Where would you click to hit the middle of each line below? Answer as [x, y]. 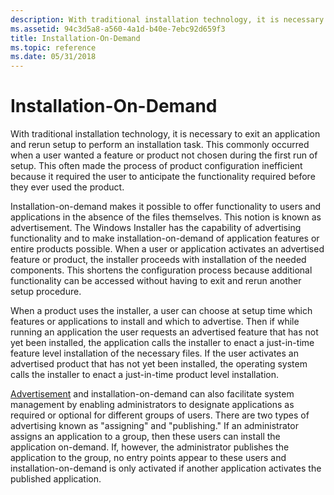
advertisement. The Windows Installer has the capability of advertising [156, 228]
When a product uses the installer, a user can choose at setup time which [161, 311]
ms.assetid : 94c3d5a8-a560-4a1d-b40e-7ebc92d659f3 [118, 29]
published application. [56, 479]
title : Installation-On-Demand [75, 38]
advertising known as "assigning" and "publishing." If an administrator [154, 426]
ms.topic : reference [53, 47]
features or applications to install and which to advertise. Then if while [155, 322]
